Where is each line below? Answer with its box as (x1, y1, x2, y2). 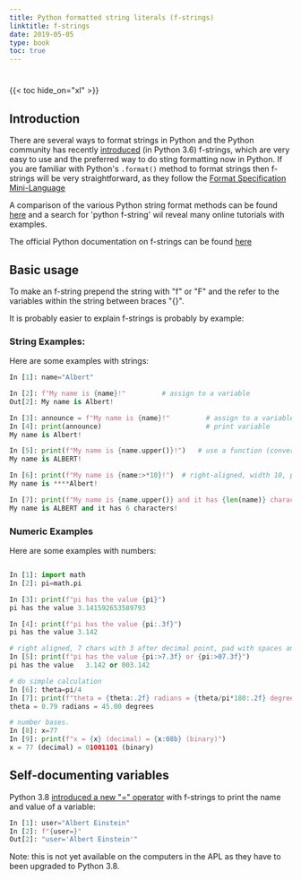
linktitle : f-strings (9, 22, 90, 30)
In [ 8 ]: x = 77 (9, 727, 58, 736)
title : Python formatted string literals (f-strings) (9, 13, 215, 22)
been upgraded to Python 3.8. (9, 861, 120, 872)
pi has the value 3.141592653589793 (9, 603, 146, 612)
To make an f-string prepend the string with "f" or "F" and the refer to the (9, 286, 279, 297)
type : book (9, 38, 50, 47)
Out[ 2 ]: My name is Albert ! (9, 397, 115, 406)
